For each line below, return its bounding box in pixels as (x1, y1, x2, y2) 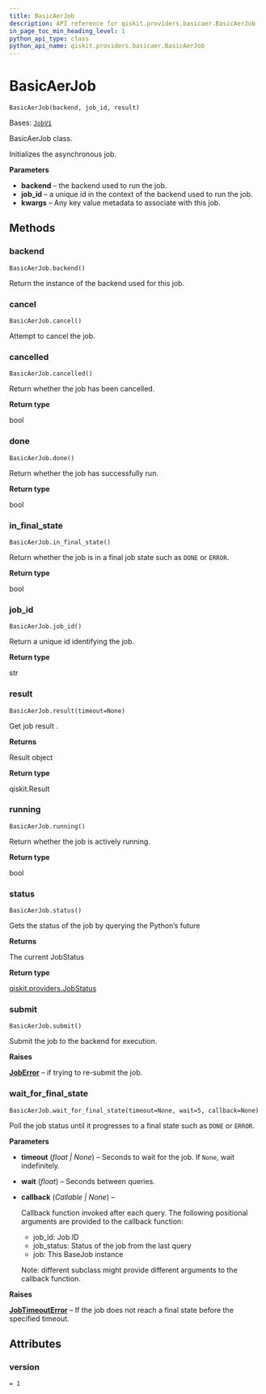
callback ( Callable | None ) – (20, 1192, 116, 1202)
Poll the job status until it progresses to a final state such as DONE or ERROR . (9, 1120, 255, 1131)
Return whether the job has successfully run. (9, 468, 158, 478)
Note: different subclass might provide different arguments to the (20, 1265, 238, 1275)
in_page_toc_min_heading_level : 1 (9, 27, 126, 35)
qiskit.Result (9, 784, 50, 793)
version (9, 1362, 40, 1373)
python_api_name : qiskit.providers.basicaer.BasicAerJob (9, 42, 205, 50)
